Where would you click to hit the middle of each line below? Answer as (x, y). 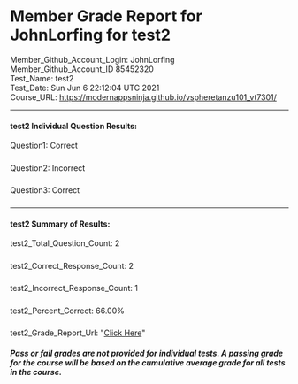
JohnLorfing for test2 (91, 35)
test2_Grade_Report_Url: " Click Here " (78, 333)
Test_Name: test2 (42, 78)
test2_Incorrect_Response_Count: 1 (74, 288)
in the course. (36, 372)
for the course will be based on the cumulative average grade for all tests (148, 362)
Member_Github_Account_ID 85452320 (82, 69)
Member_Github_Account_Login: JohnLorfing (92, 59)
